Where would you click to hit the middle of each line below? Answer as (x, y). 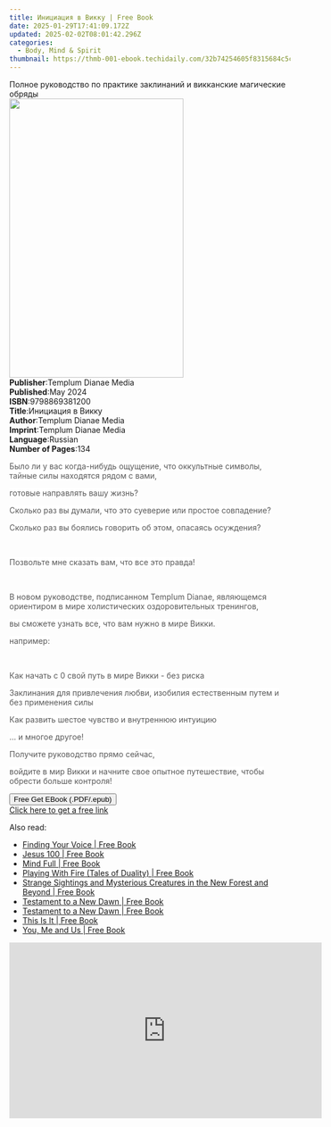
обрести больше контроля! (61, 781)
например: (30, 641)
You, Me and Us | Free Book (74, 930)
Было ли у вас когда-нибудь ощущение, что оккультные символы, (136, 466)
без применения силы (51, 702)
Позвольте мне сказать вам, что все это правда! (102, 562)
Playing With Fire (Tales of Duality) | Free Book (108, 873)
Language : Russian (44, 439)
